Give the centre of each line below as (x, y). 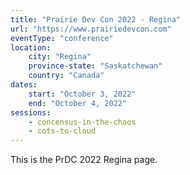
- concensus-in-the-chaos (82, 122)
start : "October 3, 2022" (82, 94)
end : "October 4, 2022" (78, 103)
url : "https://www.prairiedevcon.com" (91, 29)
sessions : (31, 112)
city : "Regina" (60, 57)
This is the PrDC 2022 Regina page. (84, 160)
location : (31, 47)
